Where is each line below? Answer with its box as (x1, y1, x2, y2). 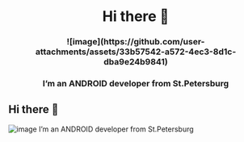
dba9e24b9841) (103, 56, 168, 68)
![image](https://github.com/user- (66, 36, 205, 48)
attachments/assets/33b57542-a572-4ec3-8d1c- (35, 46, 237, 57)
